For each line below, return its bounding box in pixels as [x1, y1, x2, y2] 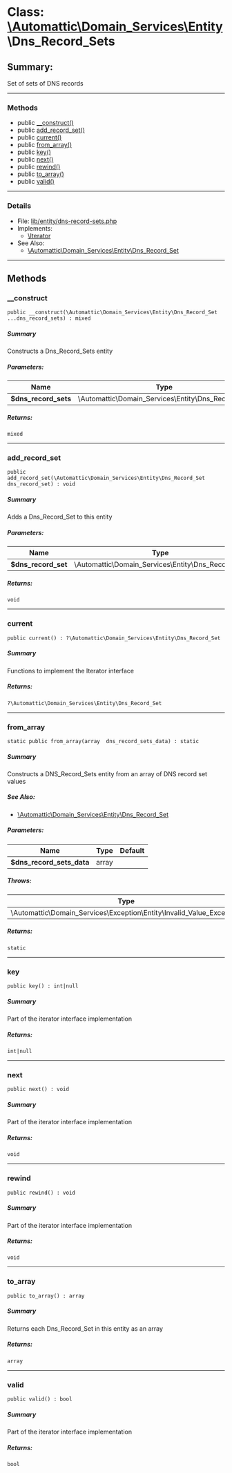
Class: [7, 4, 45, 20]
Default [119, 845, 145, 855]
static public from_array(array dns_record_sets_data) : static [7, 738, 199, 744]
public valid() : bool [7, 1396, 72, 1403]
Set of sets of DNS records [7, 79, 84, 87]
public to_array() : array [7, 1292, 85, 1299]
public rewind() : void [7, 1189, 76, 1196]
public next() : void [7, 1086, 70, 1093]
